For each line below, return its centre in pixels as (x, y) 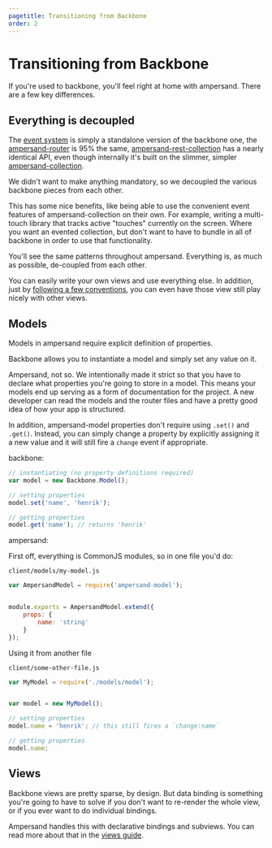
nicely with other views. (48, 298)
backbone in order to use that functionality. (80, 241)
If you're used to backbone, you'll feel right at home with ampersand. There (135, 86)
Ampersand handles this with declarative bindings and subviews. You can (132, 826)
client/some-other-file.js (54, 668)
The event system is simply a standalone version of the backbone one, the (133, 140)
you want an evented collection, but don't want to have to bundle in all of (130, 232)
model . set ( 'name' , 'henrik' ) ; (60, 502)
